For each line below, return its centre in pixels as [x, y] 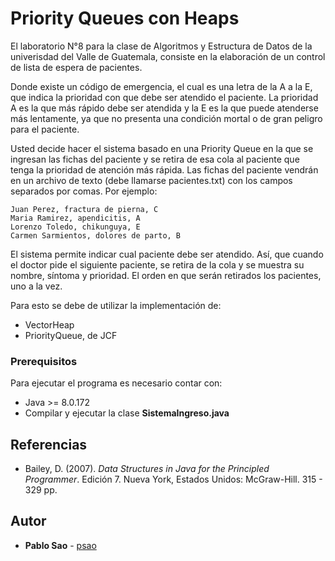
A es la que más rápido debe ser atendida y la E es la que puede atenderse [164, 108]
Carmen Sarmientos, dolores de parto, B [96, 235]
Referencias [49, 444]
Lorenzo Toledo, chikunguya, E [75, 227]
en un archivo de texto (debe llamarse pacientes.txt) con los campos [151, 180]
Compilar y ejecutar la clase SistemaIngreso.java [127, 413]
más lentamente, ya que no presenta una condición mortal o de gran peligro [166, 118]
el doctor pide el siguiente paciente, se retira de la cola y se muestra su [157, 264]
